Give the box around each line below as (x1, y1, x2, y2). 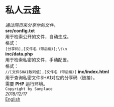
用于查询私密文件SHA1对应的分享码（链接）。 (5, 74, 98, 80)
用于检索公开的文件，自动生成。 (5, 33, 71, 39)
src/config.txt (5, 27, 35, 33)
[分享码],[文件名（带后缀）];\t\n (5, 46, 67, 51)
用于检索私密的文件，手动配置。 (5, 56, 71, 62)
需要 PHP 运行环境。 (5, 80, 48, 86)
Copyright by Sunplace (5, 86, 53, 91)
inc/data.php (5, 50, 33, 56)
